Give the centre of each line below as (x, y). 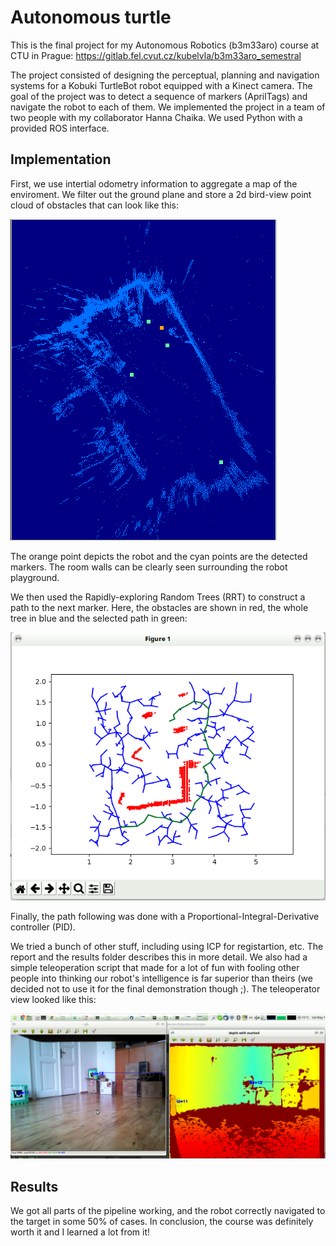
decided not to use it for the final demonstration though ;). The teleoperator (165, 988)
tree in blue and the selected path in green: (99, 618)
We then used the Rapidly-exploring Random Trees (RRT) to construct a (158, 597)
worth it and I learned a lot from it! (80, 1232)
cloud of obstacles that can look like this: (94, 205)
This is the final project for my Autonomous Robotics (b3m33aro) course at (165, 45)
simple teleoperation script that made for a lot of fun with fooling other (155, 967)
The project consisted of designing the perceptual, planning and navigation (165, 75)
